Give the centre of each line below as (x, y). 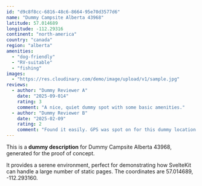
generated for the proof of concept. (50, 153)
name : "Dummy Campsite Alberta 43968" (55, 18)
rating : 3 (30, 101)
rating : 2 (30, 124)
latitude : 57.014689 (32, 23)
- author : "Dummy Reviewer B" (50, 113)
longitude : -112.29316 (35, 29)
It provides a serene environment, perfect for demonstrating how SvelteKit (99, 165)
